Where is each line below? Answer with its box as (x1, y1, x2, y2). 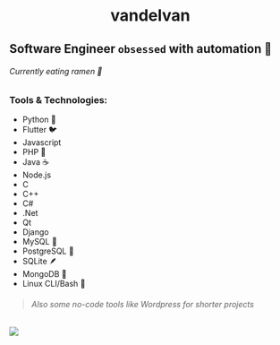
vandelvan (110, 5, 191, 26)
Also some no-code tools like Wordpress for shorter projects (30, 298, 255, 309)
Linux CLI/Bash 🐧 (21, 279, 86, 289)
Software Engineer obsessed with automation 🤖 (9, 41, 273, 56)
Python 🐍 (21, 114, 56, 125)
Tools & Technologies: (9, 93, 108, 106)
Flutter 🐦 (21, 125, 58, 135)
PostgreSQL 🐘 (21, 246, 74, 256)
